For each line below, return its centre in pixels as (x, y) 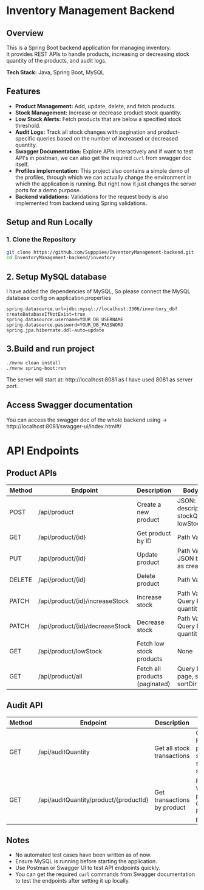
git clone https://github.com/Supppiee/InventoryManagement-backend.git (100, 252)
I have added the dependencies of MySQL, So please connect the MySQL (98, 291)
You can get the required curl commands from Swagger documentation (105, 874)
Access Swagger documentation (70, 405)
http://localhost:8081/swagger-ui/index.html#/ (64, 426)
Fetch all (149, 669)
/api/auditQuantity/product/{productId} (93, 799)
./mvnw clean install (34, 363)
